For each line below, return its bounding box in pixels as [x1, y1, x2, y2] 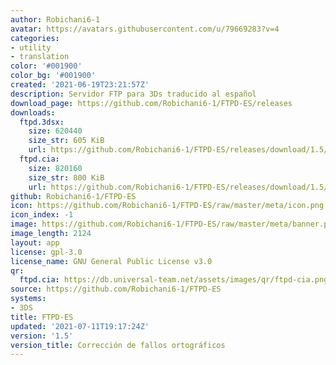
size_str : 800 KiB [28, 172, 105, 183]
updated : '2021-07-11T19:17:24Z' [10, 321, 150, 331]
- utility [10, 42, 52, 53]
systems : [10, 294, 47, 304]
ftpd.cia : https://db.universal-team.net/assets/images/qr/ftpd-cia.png [19, 275, 329, 285]
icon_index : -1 [10, 210, 74, 220]
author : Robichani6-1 [10, 14, 101, 25]
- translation [10, 52, 70, 62]
